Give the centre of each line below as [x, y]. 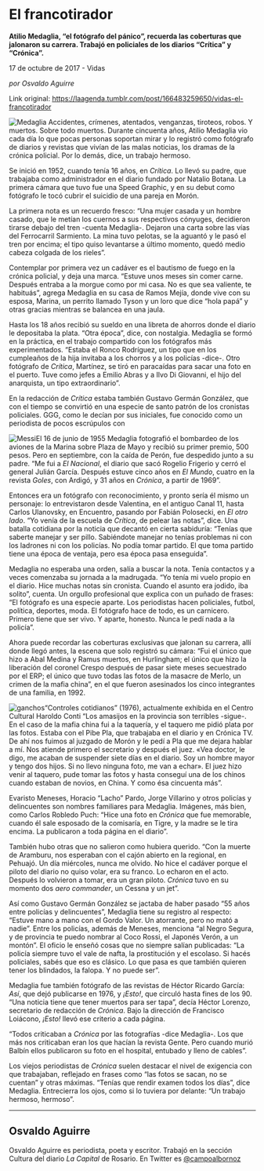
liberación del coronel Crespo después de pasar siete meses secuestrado [128, 667]
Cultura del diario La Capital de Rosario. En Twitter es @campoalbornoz [125, 1158]
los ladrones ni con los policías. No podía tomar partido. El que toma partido [131, 545]
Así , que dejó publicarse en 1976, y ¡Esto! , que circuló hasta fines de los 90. [131, 994]
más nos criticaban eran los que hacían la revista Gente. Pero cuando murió [131, 1042]
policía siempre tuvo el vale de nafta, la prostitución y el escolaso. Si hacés [130, 953]
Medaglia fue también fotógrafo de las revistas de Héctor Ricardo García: [127, 985]
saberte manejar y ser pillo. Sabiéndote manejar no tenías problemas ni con [131, 537]
